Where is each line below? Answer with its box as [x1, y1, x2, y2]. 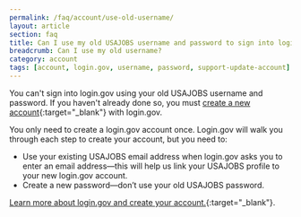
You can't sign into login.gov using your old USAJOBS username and [9, 87, 263, 99]
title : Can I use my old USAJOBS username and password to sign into [9, 38, 275, 48]
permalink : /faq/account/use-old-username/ [9, 13, 175, 22]
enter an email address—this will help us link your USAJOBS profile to [21, 161, 280, 171]
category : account [9, 55, 78, 64]
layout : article [9, 22, 70, 30]
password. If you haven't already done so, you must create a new [9, 97, 251, 108]
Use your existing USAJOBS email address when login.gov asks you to [21, 151, 283, 161]
